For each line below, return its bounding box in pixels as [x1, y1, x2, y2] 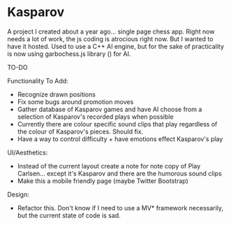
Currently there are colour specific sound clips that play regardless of [17, 119, 218, 128]
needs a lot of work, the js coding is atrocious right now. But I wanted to [7, 34, 214, 43]
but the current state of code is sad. [17, 211, 121, 219]
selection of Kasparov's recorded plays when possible [17, 112, 174, 121]
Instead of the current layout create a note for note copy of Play [17, 161, 201, 170]
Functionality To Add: [7, 76, 68, 85]
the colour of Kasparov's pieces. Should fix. [17, 127, 144, 136]
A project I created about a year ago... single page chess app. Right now [7, 27, 215, 36]
